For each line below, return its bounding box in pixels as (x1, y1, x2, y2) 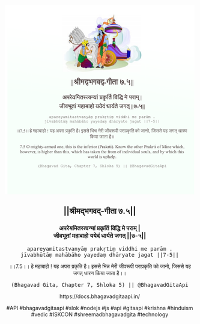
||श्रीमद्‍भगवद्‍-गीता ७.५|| (63, 206, 136, 216)
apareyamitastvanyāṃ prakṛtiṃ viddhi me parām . (26, 245, 173, 252)
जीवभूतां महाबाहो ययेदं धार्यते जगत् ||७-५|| (53, 231, 147, 240)
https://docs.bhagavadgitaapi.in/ (59, 293, 141, 300)
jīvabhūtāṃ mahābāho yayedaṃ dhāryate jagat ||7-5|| (20, 251, 179, 258)
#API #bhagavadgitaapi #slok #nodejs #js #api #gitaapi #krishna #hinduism (6, 304, 193, 311)
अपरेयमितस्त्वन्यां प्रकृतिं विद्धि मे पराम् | (58, 224, 141, 233)
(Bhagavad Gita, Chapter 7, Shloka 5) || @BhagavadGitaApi (10, 281, 189, 288)
